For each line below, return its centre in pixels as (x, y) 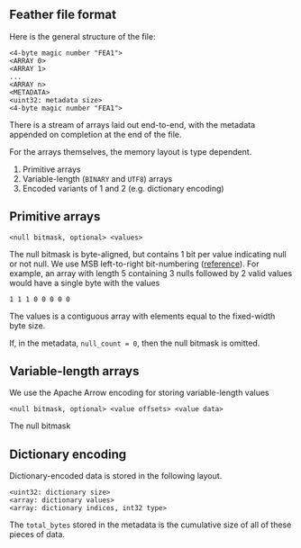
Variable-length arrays (74, 371)
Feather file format (63, 15)
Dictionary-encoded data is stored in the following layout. (116, 476)
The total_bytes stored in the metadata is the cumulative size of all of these (150, 525)
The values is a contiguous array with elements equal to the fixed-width (142, 316)
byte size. (27, 325)
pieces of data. (37, 535)
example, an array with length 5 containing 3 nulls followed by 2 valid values (151, 273)
